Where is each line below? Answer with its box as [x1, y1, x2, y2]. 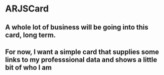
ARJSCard [5, 3, 49, 14]
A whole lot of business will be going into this [5, 23, 149, 31]
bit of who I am [5, 63, 52, 71]
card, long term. [5, 30, 56, 39]
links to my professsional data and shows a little [5, 55, 158, 64]
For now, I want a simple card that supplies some [5, 47, 160, 56]
